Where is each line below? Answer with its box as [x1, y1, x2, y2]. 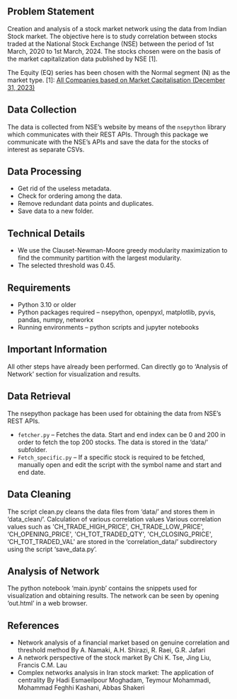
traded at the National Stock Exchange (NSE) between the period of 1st [7, 39, 214, 48]
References [7, 619, 59, 632]
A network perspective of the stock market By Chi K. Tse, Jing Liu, [17, 654, 212, 662]
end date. [17, 468, 46, 476]
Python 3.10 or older [17, 301, 76, 309]
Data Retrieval [7, 391, 71, 403]
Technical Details [7, 227, 86, 239]
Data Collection [7, 104, 77, 116]
